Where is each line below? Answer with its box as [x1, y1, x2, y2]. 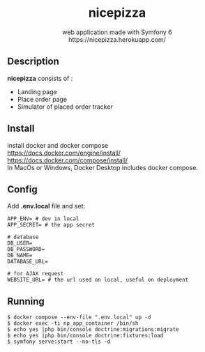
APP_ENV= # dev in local [7, 215, 79, 222]
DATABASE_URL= [7, 258, 49, 266]
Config [7, 183, 38, 195]
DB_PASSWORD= [7, 246, 45, 253]
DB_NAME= [7, 252, 33, 259]
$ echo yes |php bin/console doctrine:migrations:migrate [7, 326, 179, 333]
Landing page [17, 87, 57, 95]
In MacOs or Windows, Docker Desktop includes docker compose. [7, 163, 199, 171]
